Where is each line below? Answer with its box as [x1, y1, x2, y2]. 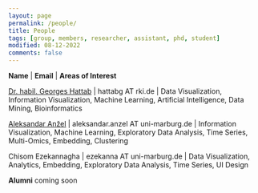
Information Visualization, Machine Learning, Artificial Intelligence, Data [8, 95, 244, 104]
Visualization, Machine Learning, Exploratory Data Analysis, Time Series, [8, 127, 248, 137]
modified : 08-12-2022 [8, 42, 81, 50]
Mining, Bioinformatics [8, 103, 83, 113]
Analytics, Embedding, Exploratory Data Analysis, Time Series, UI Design [8, 160, 249, 169]
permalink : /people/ [8, 19, 78, 27]
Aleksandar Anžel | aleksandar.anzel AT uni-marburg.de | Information [8, 119, 236, 128]
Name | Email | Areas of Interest [8, 71, 117, 80]
